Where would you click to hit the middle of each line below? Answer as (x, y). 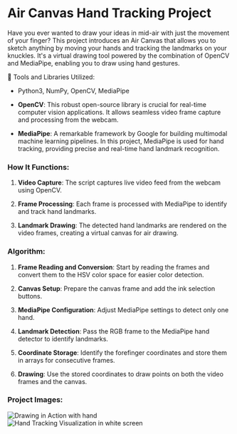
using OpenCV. (39, 190)
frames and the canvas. (52, 381)
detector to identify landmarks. (63, 339)
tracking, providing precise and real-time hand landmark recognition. (118, 148)
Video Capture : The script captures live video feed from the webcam (119, 182)
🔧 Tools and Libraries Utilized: (51, 77)
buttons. (30, 296)
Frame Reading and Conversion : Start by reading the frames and (114, 267)
